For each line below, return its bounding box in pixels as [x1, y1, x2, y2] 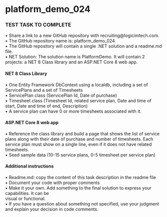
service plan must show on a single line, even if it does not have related [5, 141, 152, 147]
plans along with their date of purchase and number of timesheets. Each [5, 136, 154, 142]
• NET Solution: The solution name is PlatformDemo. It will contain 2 [5, 54, 145, 60]
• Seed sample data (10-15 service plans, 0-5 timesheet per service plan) [5, 152, 156, 158]
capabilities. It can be [5, 191, 49, 197]
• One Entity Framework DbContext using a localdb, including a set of [5, 81, 148, 88]
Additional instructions [5, 163, 54, 169]
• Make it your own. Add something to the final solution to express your [5, 185, 152, 191]
